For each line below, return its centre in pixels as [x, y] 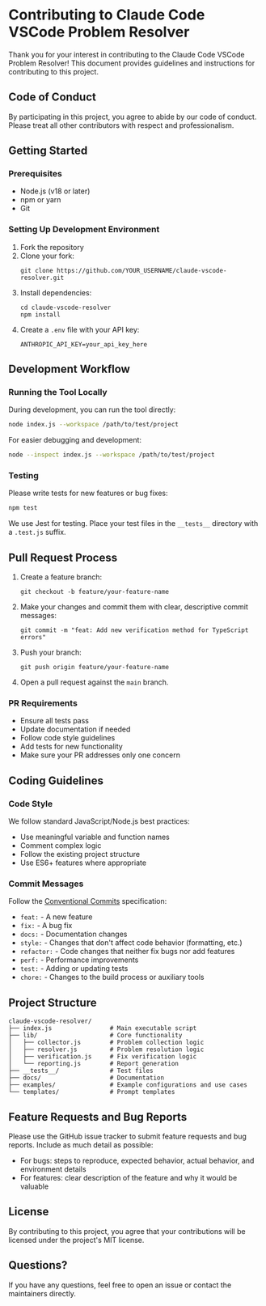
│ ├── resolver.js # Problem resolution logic [106, 1049]
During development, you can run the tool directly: [92, 409]
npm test [23, 508]
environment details [53, 1169]
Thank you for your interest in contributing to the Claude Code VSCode [127, 54]
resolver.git [42, 278]
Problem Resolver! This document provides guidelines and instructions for [132, 63]
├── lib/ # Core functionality [95, 1036]
